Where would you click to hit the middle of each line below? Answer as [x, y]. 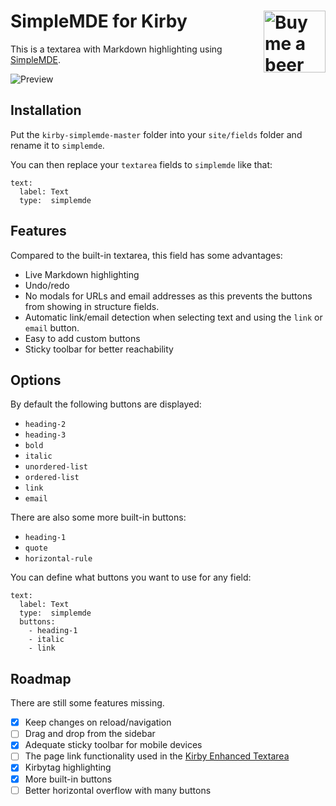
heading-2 [45, 425]
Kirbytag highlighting [68, 767]
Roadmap [41, 678]
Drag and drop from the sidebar [90, 734]
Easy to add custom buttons [82, 338]
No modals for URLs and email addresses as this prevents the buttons [168, 296]
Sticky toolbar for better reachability [99, 349]
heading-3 [45, 435]
